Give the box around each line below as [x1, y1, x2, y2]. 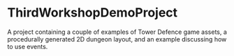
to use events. [7, 42, 48, 50]
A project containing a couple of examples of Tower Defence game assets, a [7, 28, 227, 36]
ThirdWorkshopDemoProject [7, 5, 178, 21]
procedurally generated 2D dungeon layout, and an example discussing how [7, 35, 227, 43]
